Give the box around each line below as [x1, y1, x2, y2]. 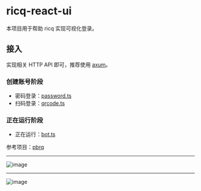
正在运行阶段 [6, 116, 44, 124]
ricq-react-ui [6, 4, 72, 18]
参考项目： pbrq [6, 144, 44, 151]
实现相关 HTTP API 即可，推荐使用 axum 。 [6, 61, 111, 68]
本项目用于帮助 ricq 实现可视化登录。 [6, 25, 98, 32]
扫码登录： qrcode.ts [14, 100, 65, 107]
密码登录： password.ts [14, 92, 72, 99]
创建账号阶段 [6, 77, 44, 86]
